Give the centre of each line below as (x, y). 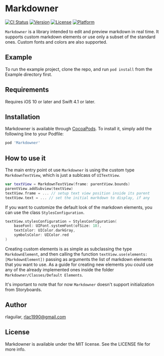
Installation (23, 117)
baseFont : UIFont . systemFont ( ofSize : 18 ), (58, 226)
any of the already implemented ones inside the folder (59, 269)
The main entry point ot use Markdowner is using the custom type (70, 170)
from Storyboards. (24, 289)
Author (16, 305)
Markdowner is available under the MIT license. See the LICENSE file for (78, 344)
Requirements (27, 90)
